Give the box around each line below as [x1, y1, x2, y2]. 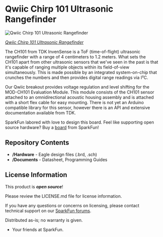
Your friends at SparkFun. [12, 226, 64, 232]
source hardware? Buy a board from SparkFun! [5, 124, 99, 130]
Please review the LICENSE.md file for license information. [5, 193, 122, 199]
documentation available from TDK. [5, 109, 76, 115]
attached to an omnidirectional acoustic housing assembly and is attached [5, 94, 154, 100]
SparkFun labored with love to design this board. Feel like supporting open [5, 119, 154, 125]
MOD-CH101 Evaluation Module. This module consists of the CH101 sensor [5, 89, 155, 95]
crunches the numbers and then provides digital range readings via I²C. [5, 74, 148, 80]
